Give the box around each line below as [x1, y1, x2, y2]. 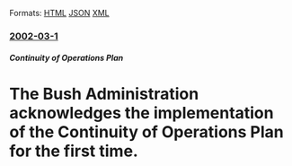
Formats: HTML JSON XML [9, 8, 110, 18]
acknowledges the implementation [9, 102, 274, 123]
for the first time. [9, 141, 139, 161]
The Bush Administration [9, 83, 199, 104]
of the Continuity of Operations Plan [9, 121, 285, 142]
